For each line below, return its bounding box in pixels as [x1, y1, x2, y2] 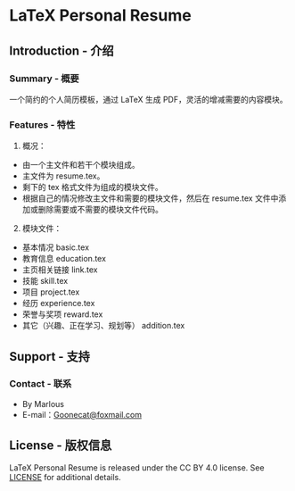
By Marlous [21, 398, 65, 409]
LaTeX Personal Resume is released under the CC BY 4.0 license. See [9, 462, 265, 473]
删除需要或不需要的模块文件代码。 [37, 204, 163, 215]
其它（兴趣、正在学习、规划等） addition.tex [21, 320, 185, 331]
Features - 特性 [9, 118, 76, 130]
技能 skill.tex [21, 276, 69, 287]
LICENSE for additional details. [9, 471, 122, 482]
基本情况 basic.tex [21, 242, 90, 253]
